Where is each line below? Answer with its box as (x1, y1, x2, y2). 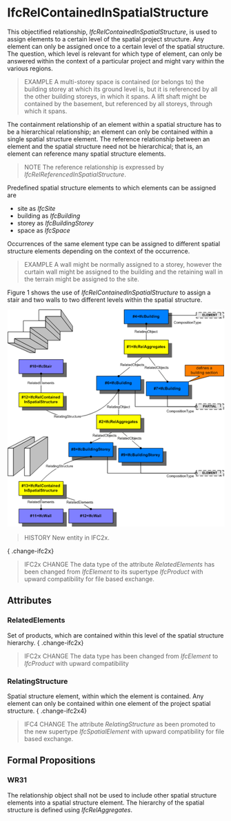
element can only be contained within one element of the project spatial (7, 699, 211, 707)
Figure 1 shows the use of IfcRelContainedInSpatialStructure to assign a (7, 288, 211, 296)
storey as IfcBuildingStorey (17, 219, 94, 227)
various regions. (7, 64, 53, 72)
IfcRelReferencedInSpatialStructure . (23, 170, 126, 179)
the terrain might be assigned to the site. (23, 274, 140, 283)
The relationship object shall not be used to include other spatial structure (7, 791, 217, 799)
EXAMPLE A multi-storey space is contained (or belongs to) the (23, 77, 205, 85)
